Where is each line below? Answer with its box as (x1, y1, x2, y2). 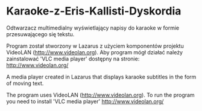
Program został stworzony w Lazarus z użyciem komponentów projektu (6, 42, 184, 49)
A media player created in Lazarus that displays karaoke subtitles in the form (6, 73, 197, 80)
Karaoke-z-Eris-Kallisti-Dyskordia (6, 4, 181, 18)
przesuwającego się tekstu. (6, 30, 75, 37)
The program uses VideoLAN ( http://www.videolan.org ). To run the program (6, 91, 195, 98)
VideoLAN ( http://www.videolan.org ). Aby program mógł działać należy (6, 48, 183, 55)
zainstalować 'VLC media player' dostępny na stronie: (6, 55, 140, 62)
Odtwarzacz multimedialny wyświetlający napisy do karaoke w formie (6, 24, 180, 31)
